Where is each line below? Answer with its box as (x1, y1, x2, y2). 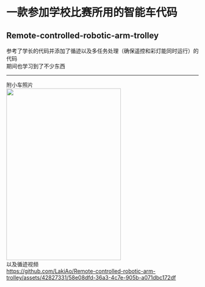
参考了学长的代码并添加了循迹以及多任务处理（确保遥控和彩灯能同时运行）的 (6, 47, 199, 54)
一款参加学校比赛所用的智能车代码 (6, 5, 178, 20)
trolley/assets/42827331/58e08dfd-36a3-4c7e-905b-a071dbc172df (6, 274, 176, 281)
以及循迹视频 (6, 261, 38, 267)
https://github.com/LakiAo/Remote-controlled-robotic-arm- (6, 267, 156, 275)
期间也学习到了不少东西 (6, 62, 65, 70)
